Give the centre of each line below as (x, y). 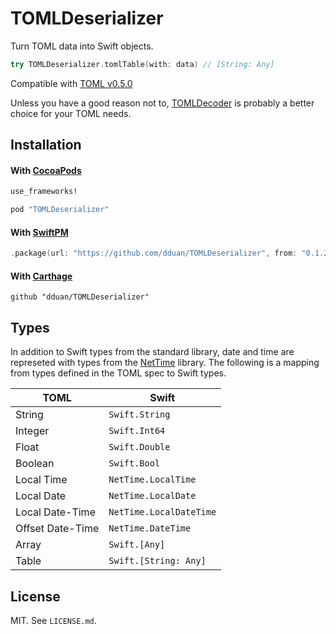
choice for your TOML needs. (71, 113)
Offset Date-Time (57, 529)
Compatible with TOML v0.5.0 (71, 83)
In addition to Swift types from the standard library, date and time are (152, 352)
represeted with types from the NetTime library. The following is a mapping (165, 363)
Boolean (35, 464)
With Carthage (41, 276)
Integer (32, 431)
